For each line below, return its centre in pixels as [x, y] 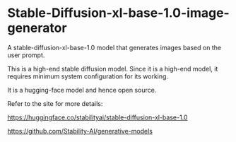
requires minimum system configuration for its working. [88, 76]
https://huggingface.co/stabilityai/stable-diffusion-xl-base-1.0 [98, 117]
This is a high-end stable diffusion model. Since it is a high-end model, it [113, 69]
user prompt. [26, 55]
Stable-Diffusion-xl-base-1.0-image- [118, 13]
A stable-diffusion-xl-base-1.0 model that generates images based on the [114, 47]
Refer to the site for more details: [55, 103]
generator [37, 28]
